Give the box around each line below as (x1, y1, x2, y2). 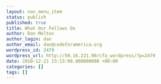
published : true (6, 20, 46, 25)
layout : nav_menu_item (6, 8, 62, 15)
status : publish (6, 14, 46, 20)
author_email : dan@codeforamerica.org (6, 42, 102, 48)
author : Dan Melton (6, 31, 55, 37)
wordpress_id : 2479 (6, 47, 55, 53)
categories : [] (6, 63, 44, 70)
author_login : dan (6, 36, 52, 42)
